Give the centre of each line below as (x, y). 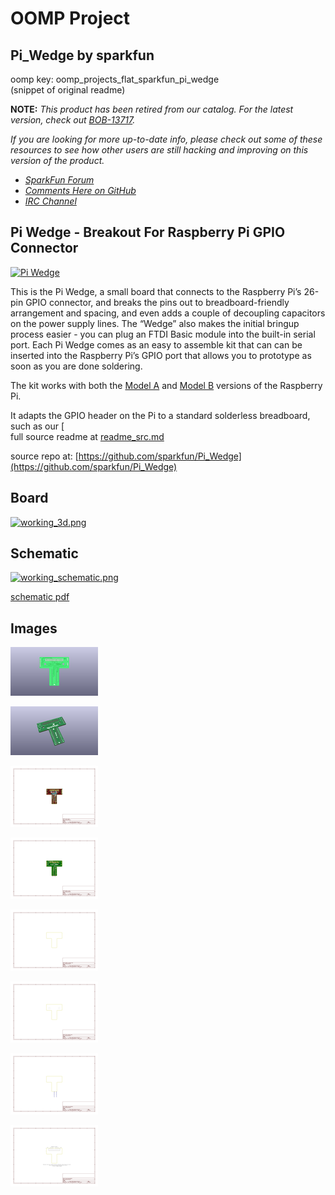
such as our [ (37, 426)
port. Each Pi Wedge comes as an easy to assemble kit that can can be (156, 344)
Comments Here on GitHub (80, 190)
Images (34, 628)
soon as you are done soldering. (76, 366)
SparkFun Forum (59, 180)
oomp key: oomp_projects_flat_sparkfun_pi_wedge (115, 79)
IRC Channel (50, 201)
